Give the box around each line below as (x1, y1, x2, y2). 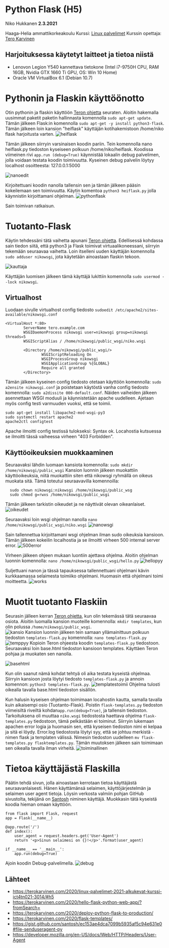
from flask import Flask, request (5, 811, 78, 816)
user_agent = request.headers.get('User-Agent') (14, 834, 119, 839)
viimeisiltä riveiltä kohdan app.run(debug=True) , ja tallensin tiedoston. (5, 708, 148, 714)
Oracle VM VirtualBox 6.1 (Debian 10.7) (12, 75, 93, 81)
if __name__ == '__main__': (5, 847, 65, 852)
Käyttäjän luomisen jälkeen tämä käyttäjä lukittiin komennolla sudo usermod (5, 273, 160, 279)
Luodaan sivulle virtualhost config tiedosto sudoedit (5, 307, 113, 313)
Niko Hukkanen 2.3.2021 (5, 20, 57, 26)
